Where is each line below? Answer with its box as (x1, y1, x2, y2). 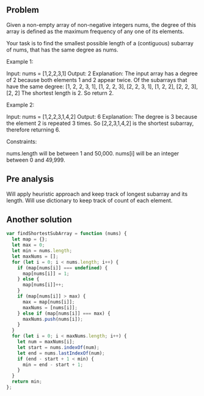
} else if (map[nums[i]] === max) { (17, 310, 111, 316)
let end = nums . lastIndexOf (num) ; (17, 350, 105, 356)
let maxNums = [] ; (12, 253, 59, 260)
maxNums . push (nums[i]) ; (22, 316, 84, 322)
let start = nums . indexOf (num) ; (17, 344, 100, 351)
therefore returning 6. (6, 125, 60, 133)
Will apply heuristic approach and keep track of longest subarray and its (6, 190, 188, 198)
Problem (6, 5, 40, 15)
